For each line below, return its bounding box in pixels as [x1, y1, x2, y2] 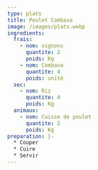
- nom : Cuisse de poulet [19, 113, 92, 120]
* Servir [13, 152, 39, 160]
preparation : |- [7, 133, 54, 139]
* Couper [13, 139, 39, 146]
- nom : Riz [19, 87, 51, 94]
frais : [13, 36, 33, 43]
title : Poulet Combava [7, 17, 73, 24]
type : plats [7, 10, 42, 17]
